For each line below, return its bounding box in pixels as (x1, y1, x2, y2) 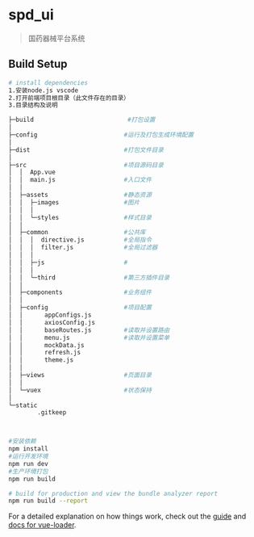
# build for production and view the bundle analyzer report (8, 489, 219, 497)
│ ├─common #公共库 (8, 229, 146, 237)
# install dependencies (8, 78, 89, 86)
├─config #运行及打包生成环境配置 (8, 131, 194, 139)
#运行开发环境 (8, 452, 48, 460)
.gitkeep (37, 409, 67, 417)
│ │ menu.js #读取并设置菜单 (8, 334, 170, 342)
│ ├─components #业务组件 (8, 288, 152, 296)
